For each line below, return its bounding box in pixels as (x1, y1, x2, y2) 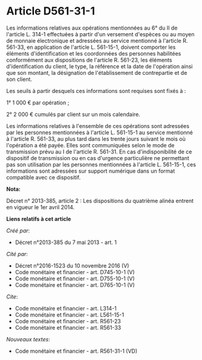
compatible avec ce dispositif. (6, 173, 81, 181)
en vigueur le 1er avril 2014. (6, 204, 75, 211)
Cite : (6, 293, 18, 300)
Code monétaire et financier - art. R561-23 (15, 317, 121, 324)
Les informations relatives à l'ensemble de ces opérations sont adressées (6, 122, 189, 129)
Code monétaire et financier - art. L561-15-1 (15, 311, 125, 318)
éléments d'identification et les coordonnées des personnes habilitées (6, 50, 181, 57)
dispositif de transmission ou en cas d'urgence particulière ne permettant (6, 154, 189, 161)
